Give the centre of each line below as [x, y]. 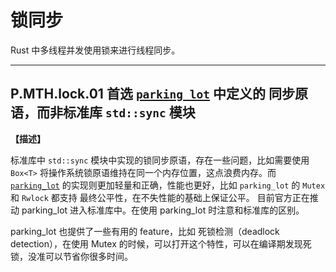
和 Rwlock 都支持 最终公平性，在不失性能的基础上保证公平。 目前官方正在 [160, 197]
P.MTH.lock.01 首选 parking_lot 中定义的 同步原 [159, 94]
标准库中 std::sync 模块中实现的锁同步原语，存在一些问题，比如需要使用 [160, 160]
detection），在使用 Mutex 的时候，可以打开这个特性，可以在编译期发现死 [161, 243]
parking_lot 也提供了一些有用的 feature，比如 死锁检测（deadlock [145, 231]
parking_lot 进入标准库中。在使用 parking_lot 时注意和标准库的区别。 [163, 210]
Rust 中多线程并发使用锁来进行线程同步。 [95, 50]
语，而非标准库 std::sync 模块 [103, 112]
